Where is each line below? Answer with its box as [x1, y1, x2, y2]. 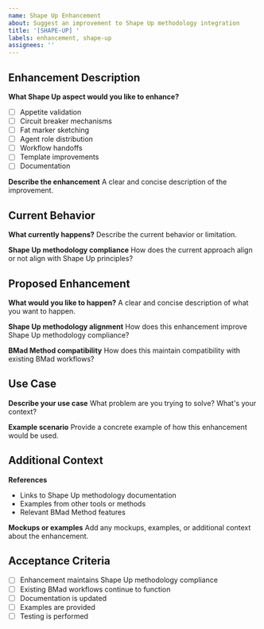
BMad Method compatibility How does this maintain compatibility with [8, 346, 241, 355]
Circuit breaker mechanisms [19, 116, 113, 126]
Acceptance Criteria [8, 554, 111, 568]
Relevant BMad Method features [19, 507, 126, 517]
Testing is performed [19, 611, 89, 621]
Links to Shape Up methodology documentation [19, 490, 177, 500]
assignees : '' [8, 41, 56, 49]
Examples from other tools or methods [19, 498, 146, 508]
